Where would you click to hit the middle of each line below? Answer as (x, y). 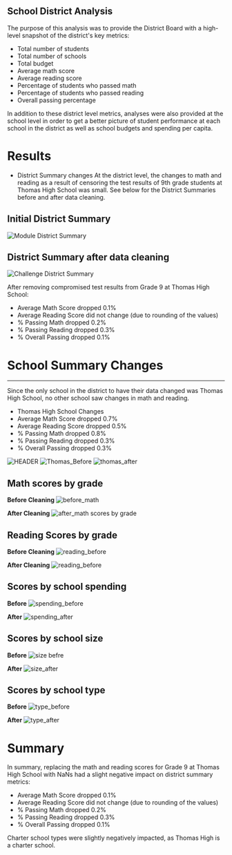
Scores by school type (56, 690)
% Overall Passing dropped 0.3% (64, 448)
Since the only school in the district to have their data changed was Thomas (115, 391)
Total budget (35, 63)
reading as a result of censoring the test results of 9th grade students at (119, 182)
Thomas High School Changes (60, 412)
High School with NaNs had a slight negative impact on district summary (110, 775)
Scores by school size (55, 638)
